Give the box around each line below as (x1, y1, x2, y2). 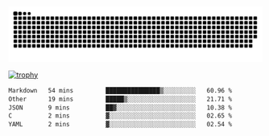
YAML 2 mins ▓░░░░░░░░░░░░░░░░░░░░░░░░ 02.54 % (8, 121, 232, 129)
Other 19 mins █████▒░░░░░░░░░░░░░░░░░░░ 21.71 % (8, 95, 232, 103)
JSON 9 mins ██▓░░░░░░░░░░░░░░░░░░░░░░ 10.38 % (8, 103, 232, 112)
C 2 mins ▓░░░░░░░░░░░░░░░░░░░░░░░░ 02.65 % (8, 112, 232, 120)
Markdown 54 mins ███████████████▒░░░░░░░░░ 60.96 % (8, 86, 232, 94)
